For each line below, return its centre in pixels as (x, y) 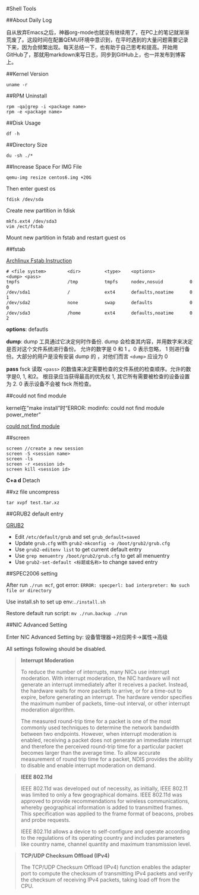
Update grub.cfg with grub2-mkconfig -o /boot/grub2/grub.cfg (92, 543)
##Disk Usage (23, 123)
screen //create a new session (45, 448)
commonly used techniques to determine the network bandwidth (100, 728)
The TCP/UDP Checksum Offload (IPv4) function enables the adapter (105, 867)
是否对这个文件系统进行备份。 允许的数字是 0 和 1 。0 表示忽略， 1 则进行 (96, 349)
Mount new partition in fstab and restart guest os (66, 238)
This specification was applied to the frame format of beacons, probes (107, 814)
